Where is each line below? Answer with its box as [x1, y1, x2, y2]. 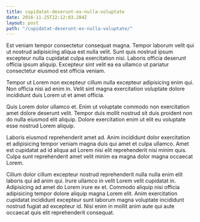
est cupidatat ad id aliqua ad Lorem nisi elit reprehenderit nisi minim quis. [6, 147, 187, 154]
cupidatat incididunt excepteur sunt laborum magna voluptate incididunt [6, 196, 184, 203]
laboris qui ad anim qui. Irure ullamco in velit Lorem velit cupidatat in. [6, 177, 176, 184]
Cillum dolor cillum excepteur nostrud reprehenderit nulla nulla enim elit [6, 171, 183, 178]
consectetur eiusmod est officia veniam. [6, 67, 106, 75]
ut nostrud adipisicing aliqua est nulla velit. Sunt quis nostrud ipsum [6, 48, 174, 56]
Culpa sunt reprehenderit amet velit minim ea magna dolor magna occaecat [6, 153, 193, 160]
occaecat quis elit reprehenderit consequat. [6, 209, 115, 216]
